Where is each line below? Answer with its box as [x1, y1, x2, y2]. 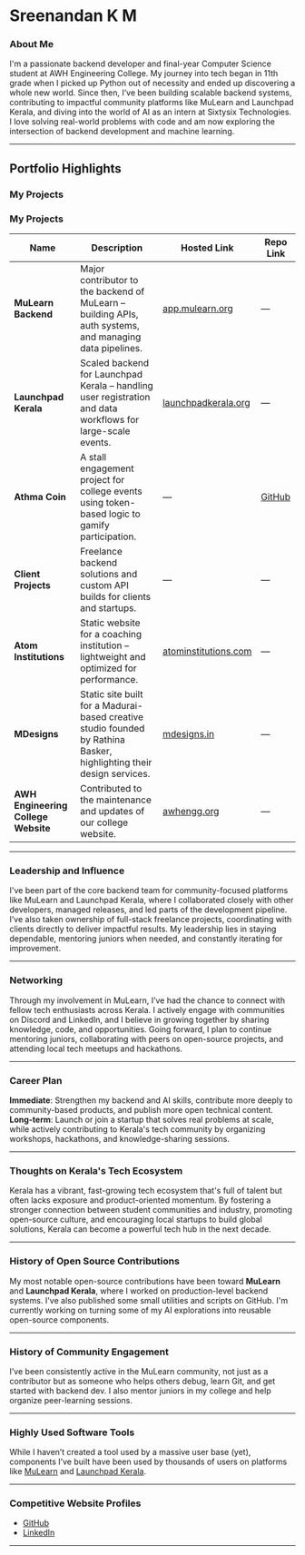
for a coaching [80, 628, 143, 641]
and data [80, 402, 118, 415]
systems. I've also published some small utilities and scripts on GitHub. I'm [9, 1294, 289, 1305]
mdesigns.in [162, 728, 215, 741]
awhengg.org [162, 805, 220, 818]
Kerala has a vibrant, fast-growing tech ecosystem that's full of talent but [9, 1186, 283, 1196]
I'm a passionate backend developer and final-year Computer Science [9, 58, 272, 69]
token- [105, 497, 136, 509]
